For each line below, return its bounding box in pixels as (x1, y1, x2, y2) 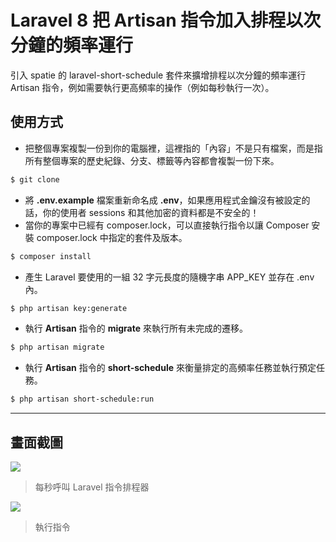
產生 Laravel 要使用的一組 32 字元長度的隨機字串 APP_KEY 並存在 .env (24, 271, 315, 283)
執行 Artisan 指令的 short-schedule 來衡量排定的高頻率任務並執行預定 (24, 362, 317, 374)
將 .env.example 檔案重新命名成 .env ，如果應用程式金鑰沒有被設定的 (24, 194, 311, 206)
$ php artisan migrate (10, 342, 105, 353)
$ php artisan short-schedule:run (10, 394, 155, 405)
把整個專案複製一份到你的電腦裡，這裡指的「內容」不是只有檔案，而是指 (24, 142, 323, 154)
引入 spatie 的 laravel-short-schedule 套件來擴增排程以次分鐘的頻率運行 (10, 69, 307, 81)
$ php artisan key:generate (10, 303, 128, 313)
